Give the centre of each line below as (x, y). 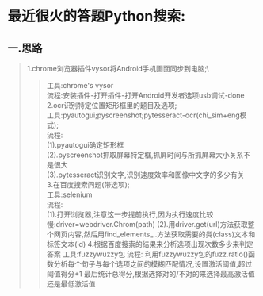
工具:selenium (69, 194)
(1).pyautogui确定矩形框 (85, 145)
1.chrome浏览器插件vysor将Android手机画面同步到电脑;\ (118, 69)
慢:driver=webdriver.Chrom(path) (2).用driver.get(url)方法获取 (147, 224)
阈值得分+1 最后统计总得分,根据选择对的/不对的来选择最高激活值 (151, 274)
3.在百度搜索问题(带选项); (88, 185)
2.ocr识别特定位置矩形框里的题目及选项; (112, 105)
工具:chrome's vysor (80, 85)
